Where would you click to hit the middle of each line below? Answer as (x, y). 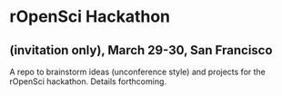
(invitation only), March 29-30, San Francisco (141, 50)
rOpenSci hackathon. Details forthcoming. (88, 82)
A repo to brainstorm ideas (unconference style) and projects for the (138, 72)
